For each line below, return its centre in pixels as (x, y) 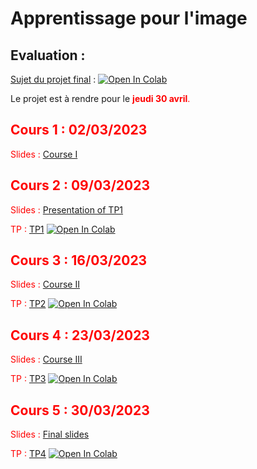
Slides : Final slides (50, 434)
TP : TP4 (28, 454)
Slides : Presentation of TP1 (67, 209)
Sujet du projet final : (53, 79)
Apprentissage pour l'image (129, 18)
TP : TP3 (28, 379)
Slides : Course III (46, 359)
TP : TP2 (28, 304)
